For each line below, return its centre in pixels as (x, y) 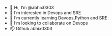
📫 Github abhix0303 (31, 28)
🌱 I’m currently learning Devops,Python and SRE (58, 18)
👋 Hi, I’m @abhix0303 (32, 8)
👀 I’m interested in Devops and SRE (45, 13)
